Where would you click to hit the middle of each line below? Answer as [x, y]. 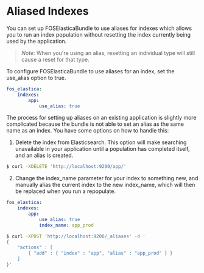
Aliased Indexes [48, 11]
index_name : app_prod [66, 225]
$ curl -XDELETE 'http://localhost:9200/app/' [66, 167]
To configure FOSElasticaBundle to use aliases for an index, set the [90, 71]
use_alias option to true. [36, 78]
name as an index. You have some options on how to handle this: [88, 131]
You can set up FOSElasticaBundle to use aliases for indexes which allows [99, 28]
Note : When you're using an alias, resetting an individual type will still [108, 53]
